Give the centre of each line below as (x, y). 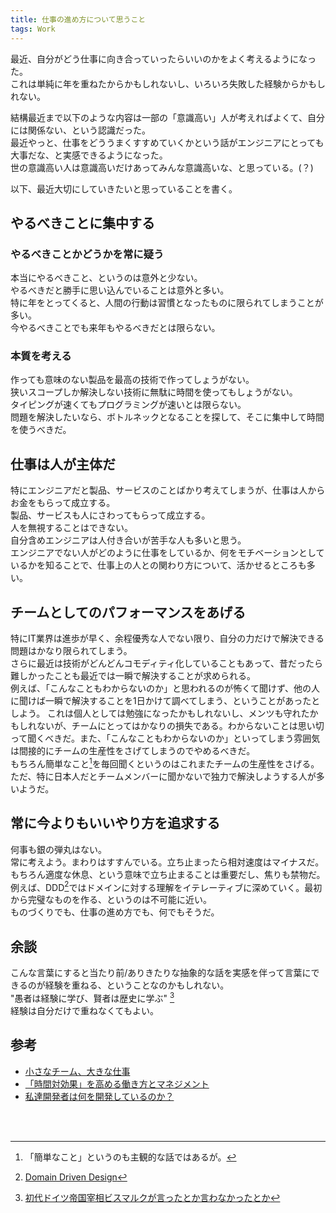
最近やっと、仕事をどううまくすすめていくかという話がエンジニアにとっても (167, 142)
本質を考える (41, 356)
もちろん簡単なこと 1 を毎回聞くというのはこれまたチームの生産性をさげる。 (165, 763)
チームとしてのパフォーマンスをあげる (128, 612)
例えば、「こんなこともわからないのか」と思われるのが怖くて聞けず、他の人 (165, 688)
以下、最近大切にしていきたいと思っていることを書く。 (124, 188)
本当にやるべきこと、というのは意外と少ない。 (106, 278)
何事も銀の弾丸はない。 (58, 849)
